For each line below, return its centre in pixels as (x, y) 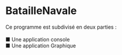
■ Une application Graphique (41, 46)
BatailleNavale (41, 11)
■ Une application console (38, 39)
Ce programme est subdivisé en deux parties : (61, 27)
